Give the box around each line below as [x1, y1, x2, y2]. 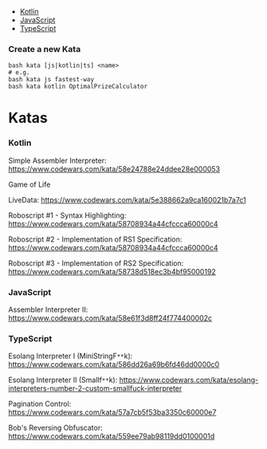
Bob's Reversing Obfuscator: [8, 423, 104, 433]
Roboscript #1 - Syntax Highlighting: [8, 211, 127, 220]
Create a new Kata [8, 43, 81, 54]
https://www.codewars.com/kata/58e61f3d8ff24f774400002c [8, 313, 213, 323]
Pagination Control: [8, 399, 72, 409]
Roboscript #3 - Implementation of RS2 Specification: [8, 258, 184, 268]
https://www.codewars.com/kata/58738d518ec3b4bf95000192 [8, 266, 217, 276]
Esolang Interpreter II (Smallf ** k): [8, 375, 118, 385]
